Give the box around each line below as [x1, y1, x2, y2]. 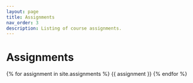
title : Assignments [6, 14, 55, 20]
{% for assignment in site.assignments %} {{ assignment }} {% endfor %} [6, 71, 188, 78]
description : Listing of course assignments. [6, 25, 122, 31]
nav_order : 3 [6, 20, 39, 25]
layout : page [6, 8, 39, 15]
